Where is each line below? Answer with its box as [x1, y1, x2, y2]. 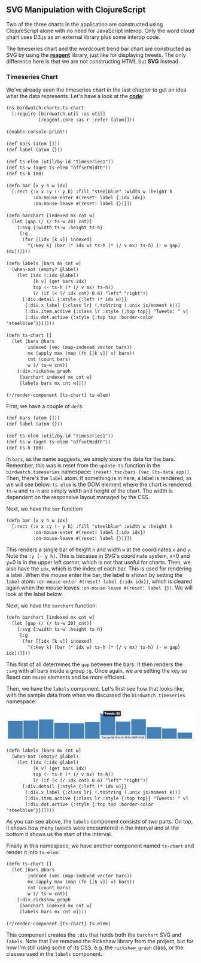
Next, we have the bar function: [6, 505, 84, 512]
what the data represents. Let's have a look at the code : [6, 93, 144, 100]
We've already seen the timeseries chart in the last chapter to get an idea [6, 86, 187, 93]
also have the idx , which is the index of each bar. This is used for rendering [6, 565, 192, 572]
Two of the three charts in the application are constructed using [6, 20, 163, 28]
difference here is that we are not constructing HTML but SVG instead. [6, 57, 181, 65]
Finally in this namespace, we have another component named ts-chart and [6, 842, 194, 849]
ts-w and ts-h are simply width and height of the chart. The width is [6, 487, 173, 494]
